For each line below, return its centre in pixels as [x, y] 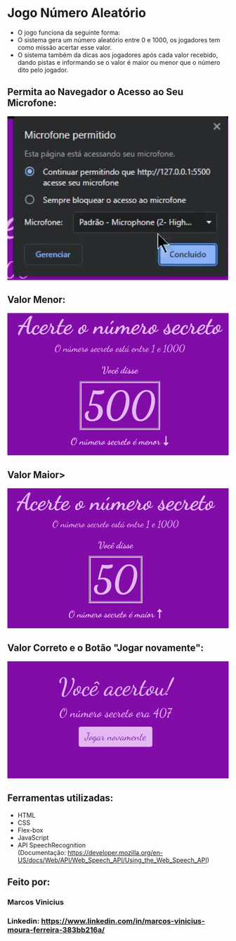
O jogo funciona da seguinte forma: [69, 32]
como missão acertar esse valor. [65, 47]
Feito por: [29, 882]
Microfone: [32, 103]
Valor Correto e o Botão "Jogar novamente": [106, 648]
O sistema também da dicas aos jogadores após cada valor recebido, [118, 55]
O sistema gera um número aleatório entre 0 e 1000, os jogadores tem [119, 39]
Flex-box [30, 830]
